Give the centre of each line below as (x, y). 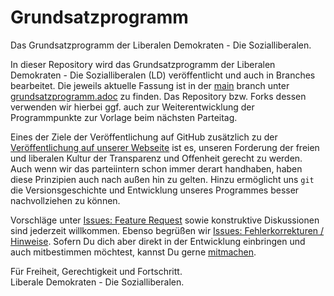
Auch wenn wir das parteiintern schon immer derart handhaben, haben (156, 168)
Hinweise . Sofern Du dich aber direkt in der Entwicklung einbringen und (158, 241)
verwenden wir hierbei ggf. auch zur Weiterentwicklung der (132, 107)
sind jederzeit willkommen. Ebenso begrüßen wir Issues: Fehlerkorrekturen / (167, 230)
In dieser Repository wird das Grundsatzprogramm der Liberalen (143, 64)
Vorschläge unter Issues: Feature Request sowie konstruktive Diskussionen (165, 220)
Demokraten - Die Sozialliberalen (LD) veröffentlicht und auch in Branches (163, 75)
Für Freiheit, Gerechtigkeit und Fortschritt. (96, 271)
